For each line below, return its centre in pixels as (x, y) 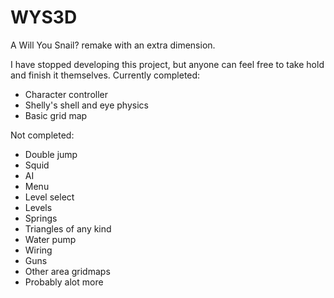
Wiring (38, 250)
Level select (49, 197)
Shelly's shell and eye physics (86, 105)
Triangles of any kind (68, 228)
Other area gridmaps (67, 271)
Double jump (51, 154)
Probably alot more (64, 282)
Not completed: (42, 135)
